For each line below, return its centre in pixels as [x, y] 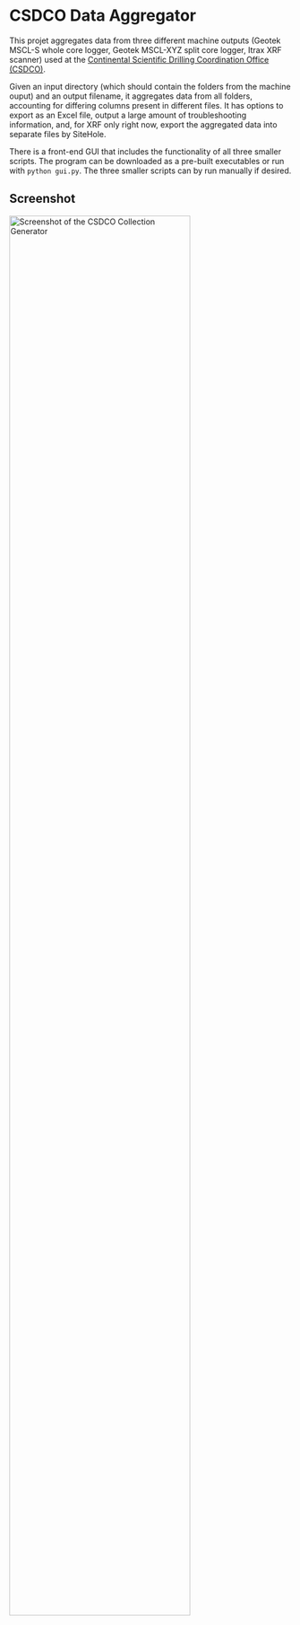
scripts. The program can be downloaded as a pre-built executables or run [147, 161]
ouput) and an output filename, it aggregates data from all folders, [131, 96]
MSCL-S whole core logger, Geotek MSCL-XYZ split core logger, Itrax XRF [146, 49]
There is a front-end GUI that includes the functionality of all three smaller [146, 151]
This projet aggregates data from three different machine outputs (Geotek [145, 40]
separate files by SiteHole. [58, 134]
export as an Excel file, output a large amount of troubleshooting [128, 115]
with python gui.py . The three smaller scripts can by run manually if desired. [150, 170]
